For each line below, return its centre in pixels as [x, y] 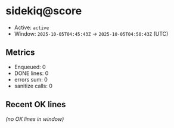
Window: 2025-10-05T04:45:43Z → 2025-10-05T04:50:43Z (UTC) [91, 33]
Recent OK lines [36, 104]
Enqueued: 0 [30, 67]
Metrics [20, 53]
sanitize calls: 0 [33, 86]
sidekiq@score [44, 11]
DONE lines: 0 [31, 73]
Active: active [32, 27]
